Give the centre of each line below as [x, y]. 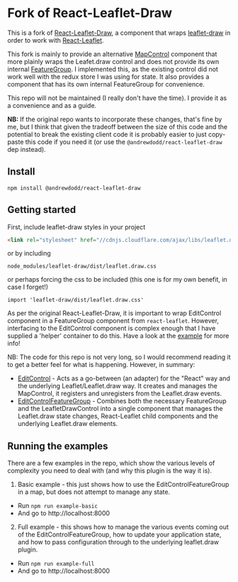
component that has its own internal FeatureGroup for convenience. [106, 84]
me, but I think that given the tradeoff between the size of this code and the [118, 126]
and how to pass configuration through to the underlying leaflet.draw [118, 542]
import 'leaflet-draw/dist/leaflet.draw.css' [75, 300]
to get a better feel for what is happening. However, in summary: [101, 365]
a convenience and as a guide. [52, 105]
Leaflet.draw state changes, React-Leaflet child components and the [118, 416]
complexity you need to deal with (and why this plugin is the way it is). [110, 471]
